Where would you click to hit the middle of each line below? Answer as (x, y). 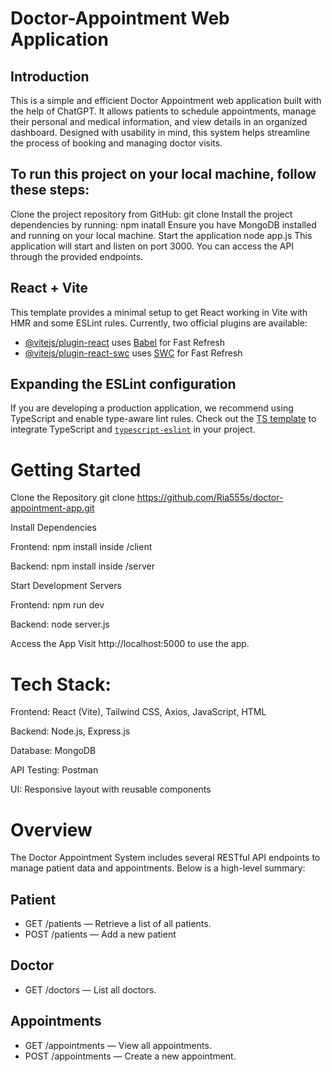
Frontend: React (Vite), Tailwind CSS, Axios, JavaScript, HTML (138, 712)
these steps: (50, 190)
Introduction (50, 76)
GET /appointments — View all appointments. (118, 1045)
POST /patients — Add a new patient (100, 934)
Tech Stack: (61, 684)
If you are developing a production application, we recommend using (152, 408)
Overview (51, 829)
